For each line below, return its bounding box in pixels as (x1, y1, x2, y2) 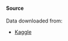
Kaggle (14, 29, 32, 36)
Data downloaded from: (6, 17, 63, 24)
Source (6, 5, 24, 12)
